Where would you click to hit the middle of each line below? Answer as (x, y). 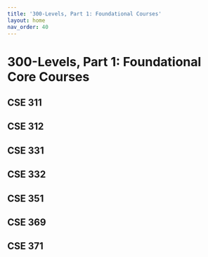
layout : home (26, 20)
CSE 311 (25, 102)
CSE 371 (25, 246)
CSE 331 (26, 150)
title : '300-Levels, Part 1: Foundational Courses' (84, 14)
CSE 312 (26, 126)
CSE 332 (27, 174)
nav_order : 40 (28, 27)
